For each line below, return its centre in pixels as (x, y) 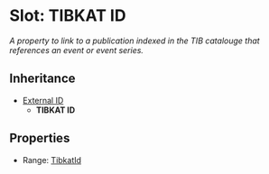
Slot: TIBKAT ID (68, 16)
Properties (40, 138)
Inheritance (42, 79)
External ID (43, 100)
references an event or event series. (77, 50)
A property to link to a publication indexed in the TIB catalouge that (134, 41)
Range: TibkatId (52, 160)
